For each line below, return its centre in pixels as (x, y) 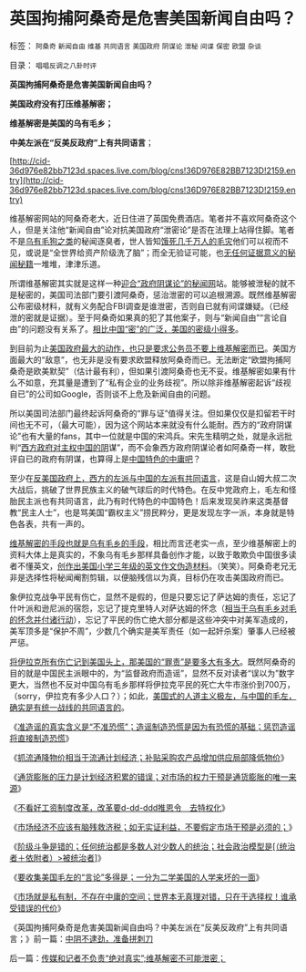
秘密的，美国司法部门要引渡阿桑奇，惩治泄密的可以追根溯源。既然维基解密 (157, 295)
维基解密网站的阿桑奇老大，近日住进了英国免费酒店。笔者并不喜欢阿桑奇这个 (153, 218)
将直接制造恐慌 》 (41, 738)
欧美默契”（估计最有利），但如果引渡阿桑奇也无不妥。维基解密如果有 (161, 371)
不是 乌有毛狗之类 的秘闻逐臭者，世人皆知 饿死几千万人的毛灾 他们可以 (137, 241)
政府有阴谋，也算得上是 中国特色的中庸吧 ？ (121, 459)
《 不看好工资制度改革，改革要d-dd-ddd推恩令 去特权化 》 (120, 807)
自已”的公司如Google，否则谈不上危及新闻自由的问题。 (112, 394)
